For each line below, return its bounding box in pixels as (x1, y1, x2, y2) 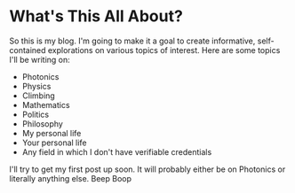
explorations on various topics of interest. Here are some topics (47, 44, 281, 55)
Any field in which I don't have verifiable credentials (21, 146, 212, 157)
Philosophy (21, 118, 64, 129)
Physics (21, 81, 52, 91)
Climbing (21, 90, 55, 101)
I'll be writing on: (9, 54, 71, 65)
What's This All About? (9, 6, 184, 27)
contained (9, 44, 46, 55)
